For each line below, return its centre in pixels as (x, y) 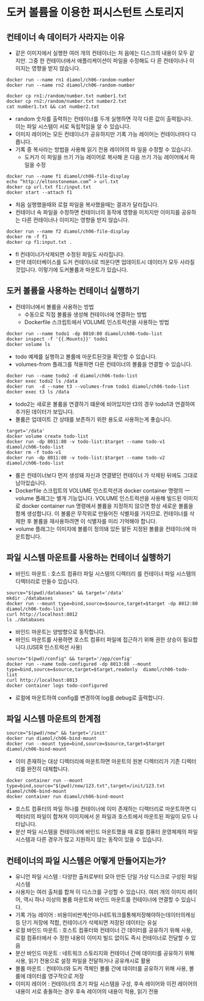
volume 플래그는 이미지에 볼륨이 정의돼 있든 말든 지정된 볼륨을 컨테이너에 (103, 529)
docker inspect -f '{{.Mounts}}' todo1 (57, 339)
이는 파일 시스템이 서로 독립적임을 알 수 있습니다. (73, 127)
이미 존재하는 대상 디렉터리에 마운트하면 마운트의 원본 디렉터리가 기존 (97, 761)
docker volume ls (28, 344)
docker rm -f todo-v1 (34, 452)
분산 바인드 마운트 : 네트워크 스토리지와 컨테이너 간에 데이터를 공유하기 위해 (105, 953)
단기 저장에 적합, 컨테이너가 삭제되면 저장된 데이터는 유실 (89, 923)
